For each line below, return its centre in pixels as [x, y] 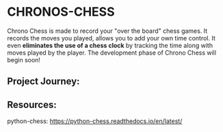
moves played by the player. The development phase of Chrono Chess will [112, 53]
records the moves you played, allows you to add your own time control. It [111, 38]
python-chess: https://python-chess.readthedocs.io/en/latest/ [95, 121]
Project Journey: [43, 82]
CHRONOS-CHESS [61, 12]
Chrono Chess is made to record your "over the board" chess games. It [107, 31]
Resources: [32, 104]
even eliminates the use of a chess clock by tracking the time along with [110, 45]
